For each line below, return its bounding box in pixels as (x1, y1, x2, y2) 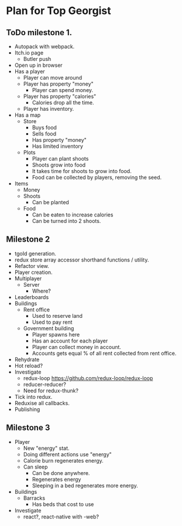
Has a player (14, 68, 45, 74)
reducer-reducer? (23, 381, 66, 388)
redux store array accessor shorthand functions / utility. (14, 256, 149, 263)
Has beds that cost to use (32, 500, 94, 508)
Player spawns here (32, 331, 80, 338)
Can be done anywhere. (32, 469, 90, 476)
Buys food (32, 124, 57, 131)
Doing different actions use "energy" (23, 450, 112, 458)
